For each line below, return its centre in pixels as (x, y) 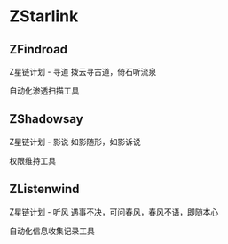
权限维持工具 (32, 160)
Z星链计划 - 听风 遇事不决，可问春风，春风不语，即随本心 (114, 212)
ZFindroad (39, 49)
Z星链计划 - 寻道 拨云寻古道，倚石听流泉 (83, 72)
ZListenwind (44, 189)
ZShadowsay (46, 119)
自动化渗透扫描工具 (44, 90)
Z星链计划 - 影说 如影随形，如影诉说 (75, 142)
